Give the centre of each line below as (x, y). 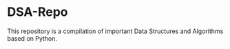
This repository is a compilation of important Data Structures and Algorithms (115, 31)
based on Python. (32, 38)
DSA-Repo (38, 12)
